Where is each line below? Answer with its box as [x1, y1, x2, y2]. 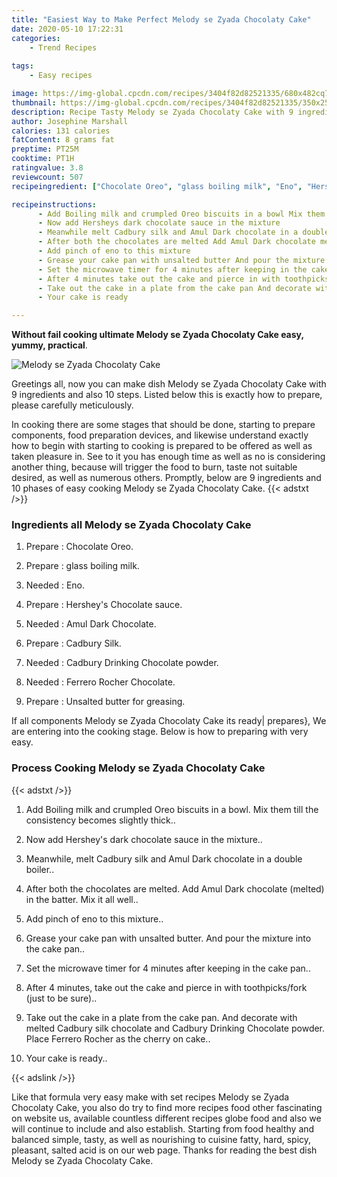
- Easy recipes [29, 71, 93, 81]
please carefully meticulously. [11, 399, 134, 411]
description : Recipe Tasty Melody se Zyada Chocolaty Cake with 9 [11, 107, 294, 117]
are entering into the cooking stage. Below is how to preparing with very [11, 726, 309, 738]
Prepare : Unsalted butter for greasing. [25, 696, 186, 708]
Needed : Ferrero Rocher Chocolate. [25, 676, 176, 688]
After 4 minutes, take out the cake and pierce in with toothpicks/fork [25, 981, 308, 993]
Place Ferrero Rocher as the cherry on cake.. [25, 1032, 211, 1045]
